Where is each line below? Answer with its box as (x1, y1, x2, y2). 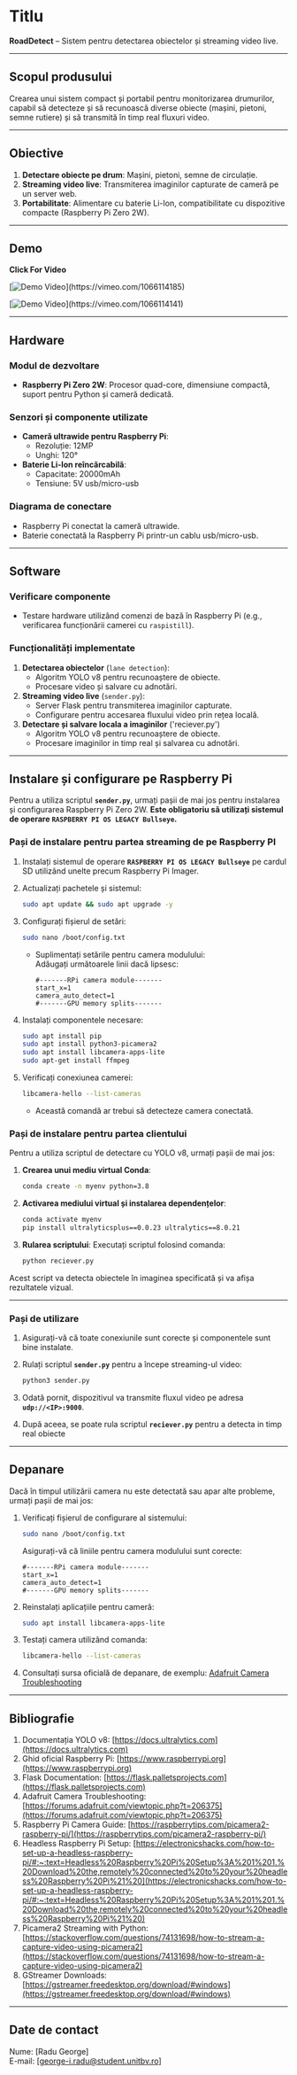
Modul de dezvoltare (9, 359, 100, 371)
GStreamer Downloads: (21, 1970, 108, 1981)
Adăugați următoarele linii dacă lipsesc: (34, 959, 179, 969)
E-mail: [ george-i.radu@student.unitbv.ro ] (9, 2056, 162, 2066)
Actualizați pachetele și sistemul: (21, 882, 142, 893)
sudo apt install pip (21, 1031, 102, 1040)
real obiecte (21, 1428, 66, 1439)
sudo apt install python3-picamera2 (21, 1039, 157, 1049)
